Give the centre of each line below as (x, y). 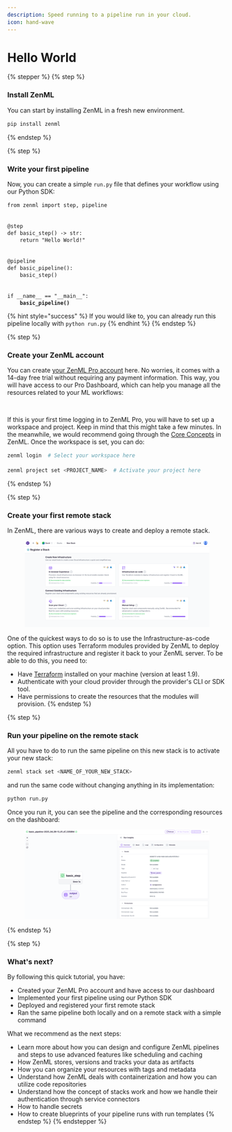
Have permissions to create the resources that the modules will (108, 696)
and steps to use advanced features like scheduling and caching (110, 1054)
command (32, 1020)
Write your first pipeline (48, 169)
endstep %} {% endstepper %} (62, 1122)
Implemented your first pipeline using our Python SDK (94, 998)
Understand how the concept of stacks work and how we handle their (117, 1092)
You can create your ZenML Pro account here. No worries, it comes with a (114, 370)
